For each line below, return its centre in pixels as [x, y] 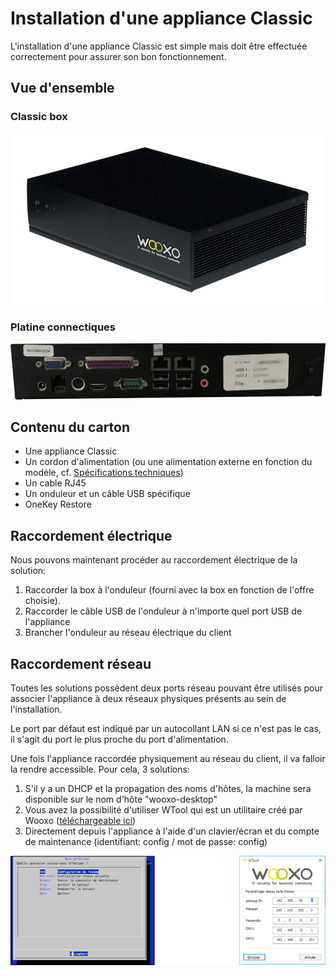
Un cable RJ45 [55, 483]
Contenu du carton [70, 427]
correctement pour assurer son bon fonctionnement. [118, 56]
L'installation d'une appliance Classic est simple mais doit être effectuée [159, 46]
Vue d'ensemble [62, 88]
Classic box [39, 117]
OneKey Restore [58, 504]
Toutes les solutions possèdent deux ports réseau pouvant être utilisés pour [167, 688]
